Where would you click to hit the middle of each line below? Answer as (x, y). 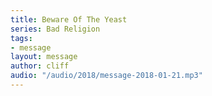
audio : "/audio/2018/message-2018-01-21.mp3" (106, 76)
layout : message (44, 57)
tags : (21, 38)
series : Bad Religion (55, 29)
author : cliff (40, 66)
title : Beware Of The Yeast (69, 19)
